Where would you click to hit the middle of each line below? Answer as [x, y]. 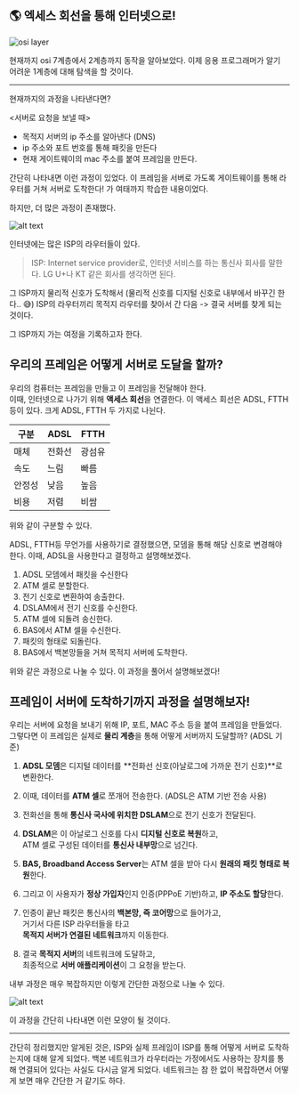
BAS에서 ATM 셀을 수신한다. [72, 629]
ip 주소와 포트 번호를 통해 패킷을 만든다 [89, 147]
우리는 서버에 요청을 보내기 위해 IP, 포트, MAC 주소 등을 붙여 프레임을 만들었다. [145, 725]
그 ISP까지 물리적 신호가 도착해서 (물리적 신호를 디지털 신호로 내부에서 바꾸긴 [142, 293]
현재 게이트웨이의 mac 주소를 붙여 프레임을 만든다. [109, 158]
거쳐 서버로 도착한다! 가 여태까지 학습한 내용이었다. [121, 189]
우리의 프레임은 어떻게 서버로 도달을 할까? [117, 365]
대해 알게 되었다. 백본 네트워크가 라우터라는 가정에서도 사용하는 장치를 [154, 1058]
